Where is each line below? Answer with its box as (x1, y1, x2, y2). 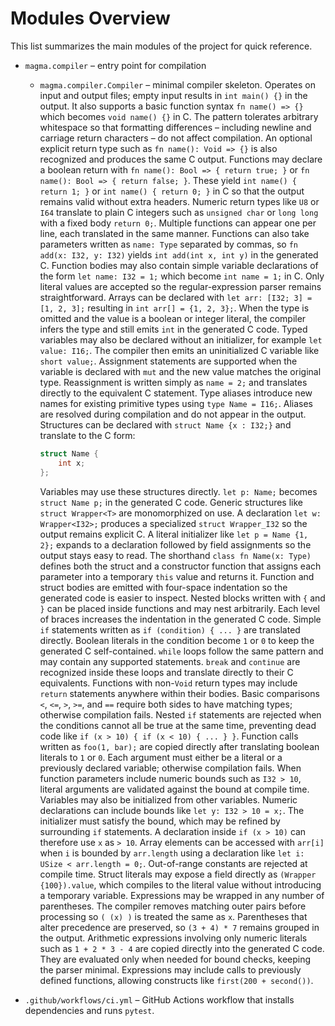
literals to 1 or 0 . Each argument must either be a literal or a (39, 751, 283, 763)
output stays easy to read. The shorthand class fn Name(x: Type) (39, 549, 312, 561)
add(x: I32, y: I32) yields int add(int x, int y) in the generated (39, 248, 319, 261)
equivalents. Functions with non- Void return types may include (39, 677, 298, 689)
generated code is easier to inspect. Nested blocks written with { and (39, 592, 326, 604)
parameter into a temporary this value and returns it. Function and (39, 570, 315, 582)
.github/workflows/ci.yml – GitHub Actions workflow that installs (24, 993, 295, 1006)
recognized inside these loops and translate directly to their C (39, 666, 294, 678)
